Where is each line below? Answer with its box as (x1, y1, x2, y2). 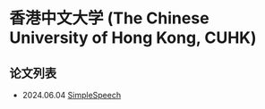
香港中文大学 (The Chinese (9, 8, 209, 29)
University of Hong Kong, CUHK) (9, 28, 257, 48)
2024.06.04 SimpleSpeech (21, 90, 122, 100)
